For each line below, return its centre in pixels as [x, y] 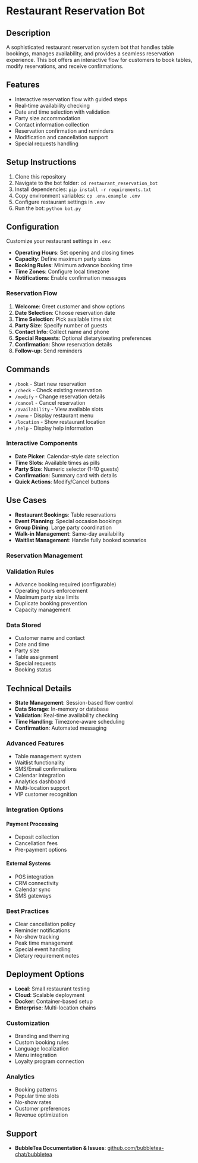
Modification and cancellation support [61, 137]
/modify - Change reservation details [60, 396]
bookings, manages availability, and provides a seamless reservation [90, 54]
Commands [28, 369]
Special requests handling [47, 143]
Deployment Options [45, 974]
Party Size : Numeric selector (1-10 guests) [67, 469]
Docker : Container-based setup [54, 1001]
